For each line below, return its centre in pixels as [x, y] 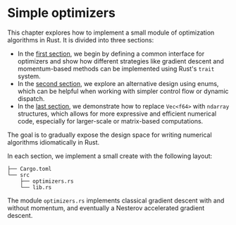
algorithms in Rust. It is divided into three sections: [81, 39]
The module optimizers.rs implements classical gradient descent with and [116, 200]
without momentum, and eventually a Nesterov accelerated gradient [106, 208]
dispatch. [31, 98]
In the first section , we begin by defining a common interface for [111, 54]
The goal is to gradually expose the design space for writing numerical [110, 135]
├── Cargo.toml [30, 169]
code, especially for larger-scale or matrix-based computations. [110, 121]
